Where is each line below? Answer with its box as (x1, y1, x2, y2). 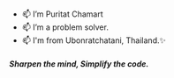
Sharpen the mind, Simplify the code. (9, 58, 149, 69)
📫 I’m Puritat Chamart (21, 9, 103, 19)
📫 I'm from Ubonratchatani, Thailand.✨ (21, 35, 166, 46)
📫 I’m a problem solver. (21, 22, 109, 32)
